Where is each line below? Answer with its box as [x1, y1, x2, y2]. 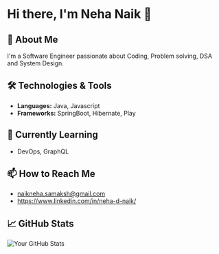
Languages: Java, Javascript [16, 101, 100, 109]
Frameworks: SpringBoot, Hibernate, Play [16, 109, 136, 117]
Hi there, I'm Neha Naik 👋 [7, 6, 152, 22]
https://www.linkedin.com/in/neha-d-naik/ [16, 197, 137, 205]
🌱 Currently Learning [7, 129, 98, 140]
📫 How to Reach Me [7, 168, 95, 180]
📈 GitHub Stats [7, 218, 74, 229]
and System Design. [7, 59, 64, 67]
